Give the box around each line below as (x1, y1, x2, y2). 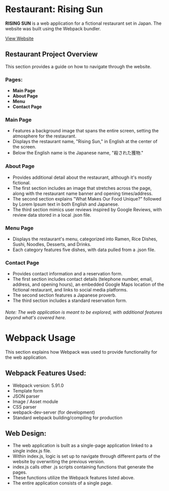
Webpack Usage (5, 332, 76, 344)
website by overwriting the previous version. (12, 459, 105, 465)
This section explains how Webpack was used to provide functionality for (5, 349, 157, 355)
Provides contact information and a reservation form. (12, 271, 123, 277)
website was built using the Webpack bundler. (5, 25, 101, 31)
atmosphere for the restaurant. (12, 133, 77, 139)
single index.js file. (12, 448, 51, 454)
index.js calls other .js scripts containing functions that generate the (12, 464, 154, 470)
